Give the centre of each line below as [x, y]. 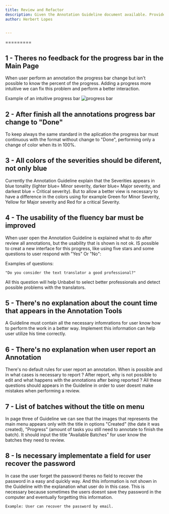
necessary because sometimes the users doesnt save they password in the [83, 492]
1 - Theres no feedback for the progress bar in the [84, 58]
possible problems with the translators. [46, 287]
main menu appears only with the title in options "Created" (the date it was [82, 424]
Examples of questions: [29, 263]
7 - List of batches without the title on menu [75, 407]
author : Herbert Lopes [29, 19]
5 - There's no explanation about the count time [81, 303]
